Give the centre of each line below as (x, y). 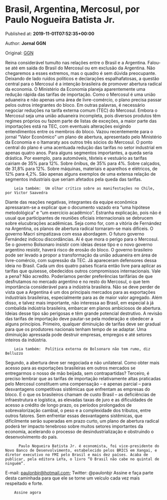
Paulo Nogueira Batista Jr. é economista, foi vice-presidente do (89, 446)
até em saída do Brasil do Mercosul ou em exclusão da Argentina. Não (83, 68)
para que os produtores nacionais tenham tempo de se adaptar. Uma (76, 329)
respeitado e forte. (24, 483)
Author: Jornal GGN (26, 43)
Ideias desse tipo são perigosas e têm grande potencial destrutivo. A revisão (84, 313)
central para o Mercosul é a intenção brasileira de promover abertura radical (83, 84)
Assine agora (28, 493)
